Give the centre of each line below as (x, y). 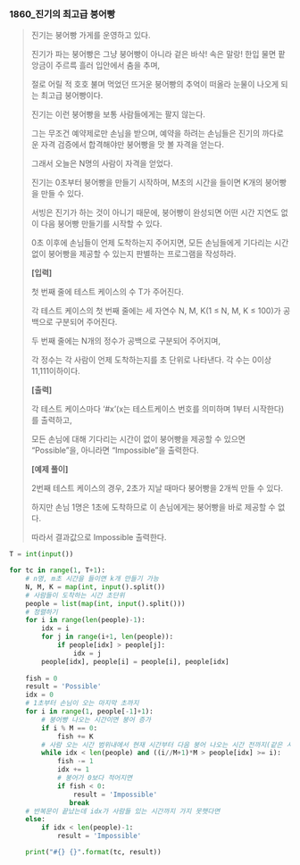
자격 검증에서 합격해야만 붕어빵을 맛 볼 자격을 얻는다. (133, 145)
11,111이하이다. (55, 371)
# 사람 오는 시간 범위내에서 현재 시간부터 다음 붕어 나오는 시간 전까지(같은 (162, 744)
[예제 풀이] (50, 470)
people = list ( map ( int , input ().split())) (105, 603)
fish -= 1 (75, 761)
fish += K (75, 736)
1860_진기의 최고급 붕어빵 (62, 13)
